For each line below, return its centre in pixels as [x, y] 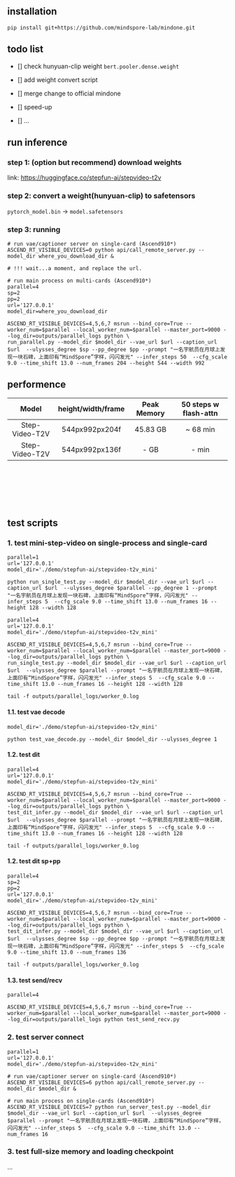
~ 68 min [200, 429]
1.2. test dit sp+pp [34, 861]
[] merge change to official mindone [69, 93]
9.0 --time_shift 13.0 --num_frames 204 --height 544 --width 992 [106, 363]
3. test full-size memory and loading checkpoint [91, 1152]
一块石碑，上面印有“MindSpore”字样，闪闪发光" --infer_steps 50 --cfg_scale [120, 357]
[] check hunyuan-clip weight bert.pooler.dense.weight [98, 66]
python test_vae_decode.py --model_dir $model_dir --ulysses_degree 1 [112, 739]
